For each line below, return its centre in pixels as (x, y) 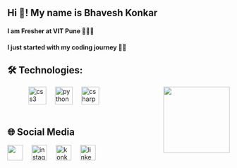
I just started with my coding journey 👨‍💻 (67, 47)
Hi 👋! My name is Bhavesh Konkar (83, 13)
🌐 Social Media (41, 132)
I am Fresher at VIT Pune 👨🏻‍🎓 (51, 31)
